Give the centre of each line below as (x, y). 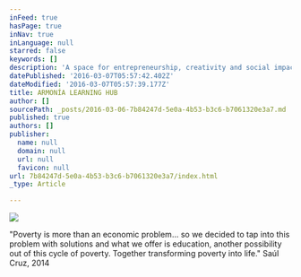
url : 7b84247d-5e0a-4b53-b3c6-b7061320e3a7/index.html (114, 176)
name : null (38, 143)
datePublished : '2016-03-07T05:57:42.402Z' (92, 76)
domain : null (42, 151)
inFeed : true (34, 17)
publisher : (30, 134)
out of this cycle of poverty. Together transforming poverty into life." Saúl (144, 254)
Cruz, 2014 (30, 263)
